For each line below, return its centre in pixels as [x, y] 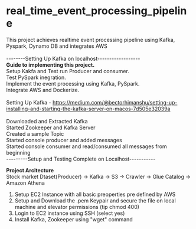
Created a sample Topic [35, 133]
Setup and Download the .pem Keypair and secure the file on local [95, 200]
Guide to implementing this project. [50, 65]
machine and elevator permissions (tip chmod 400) [77, 207]
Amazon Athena [26, 183]
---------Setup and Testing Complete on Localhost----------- [81, 159]
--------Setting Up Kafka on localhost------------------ [73, 58]
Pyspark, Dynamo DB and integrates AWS [57, 46]
